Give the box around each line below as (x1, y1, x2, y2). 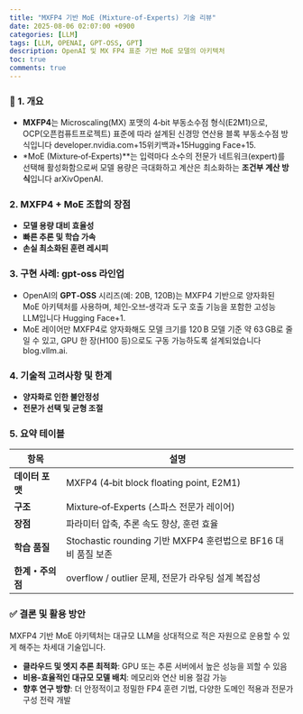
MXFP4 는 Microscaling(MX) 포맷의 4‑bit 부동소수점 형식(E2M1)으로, (22, 117, 269, 128)
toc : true (9, 55, 47, 64)
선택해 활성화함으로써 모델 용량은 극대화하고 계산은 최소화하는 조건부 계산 (22, 162, 280, 173)
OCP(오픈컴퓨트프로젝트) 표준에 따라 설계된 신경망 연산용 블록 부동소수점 (22, 128, 280, 140)
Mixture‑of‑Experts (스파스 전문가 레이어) (66, 501, 235, 514)
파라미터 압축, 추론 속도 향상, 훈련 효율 (66, 517, 219, 530)
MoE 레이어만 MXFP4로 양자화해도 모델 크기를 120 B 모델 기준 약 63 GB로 (22, 324, 284, 334)
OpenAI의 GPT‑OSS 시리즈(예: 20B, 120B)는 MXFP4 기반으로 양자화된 (22, 289, 275, 300)
